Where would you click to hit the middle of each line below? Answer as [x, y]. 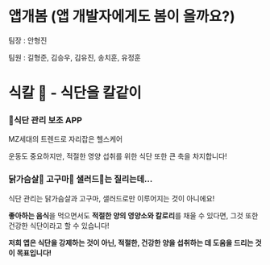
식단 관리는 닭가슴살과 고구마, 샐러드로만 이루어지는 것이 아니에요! [112, 198]
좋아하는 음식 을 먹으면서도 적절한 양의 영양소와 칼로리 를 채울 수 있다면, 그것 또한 [133, 215]
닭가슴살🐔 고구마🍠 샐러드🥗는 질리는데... [81, 180]
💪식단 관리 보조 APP [46, 120]
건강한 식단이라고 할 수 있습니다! [59, 226]
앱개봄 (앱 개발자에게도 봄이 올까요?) [122, 17]
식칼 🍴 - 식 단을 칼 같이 [75, 93]
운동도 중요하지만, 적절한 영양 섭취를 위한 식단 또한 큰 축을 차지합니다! [118, 156]
